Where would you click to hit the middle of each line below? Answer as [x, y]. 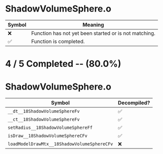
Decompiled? [134, 103]
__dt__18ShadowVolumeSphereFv [44, 111]
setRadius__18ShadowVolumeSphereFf [50, 128]
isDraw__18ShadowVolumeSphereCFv [48, 136]
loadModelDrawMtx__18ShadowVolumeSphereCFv [60, 144]
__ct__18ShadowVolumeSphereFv [44, 120]
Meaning [93, 25]
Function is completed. [58, 41]
